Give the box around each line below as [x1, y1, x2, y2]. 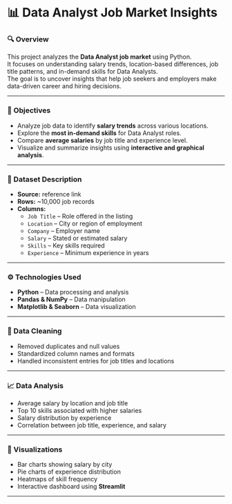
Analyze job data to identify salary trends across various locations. [17, 121, 209, 130]
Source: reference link [17, 190, 81, 199]
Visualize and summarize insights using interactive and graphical [17, 143, 205, 152]
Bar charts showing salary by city [17, 461, 113, 469]
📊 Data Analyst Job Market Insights [7, 5, 217, 21]
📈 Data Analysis [7, 381, 64, 390]
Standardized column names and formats [17, 349, 135, 358]
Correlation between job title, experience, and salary [17, 421, 167, 429]
